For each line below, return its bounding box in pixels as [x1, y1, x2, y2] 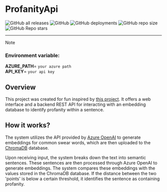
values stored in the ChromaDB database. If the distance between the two [5, 170, 157, 176]
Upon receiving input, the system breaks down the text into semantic [5, 154, 147, 160]
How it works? [5, 121, 51, 130]
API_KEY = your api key [5, 69, 55, 75]
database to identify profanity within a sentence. [5, 107, 104, 113]
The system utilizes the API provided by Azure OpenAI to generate [5, 134, 141, 140]
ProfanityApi [5, 3, 58, 15]
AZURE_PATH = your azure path [5, 63, 72, 69]
